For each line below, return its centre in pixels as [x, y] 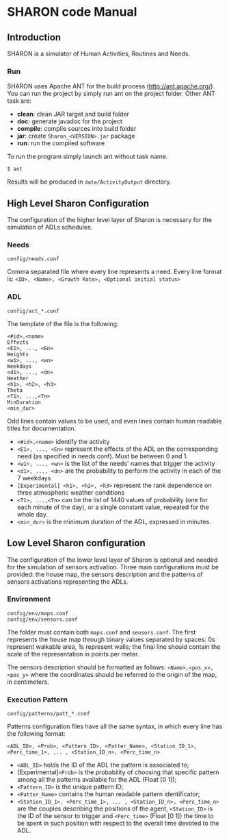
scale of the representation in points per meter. [73, 654]
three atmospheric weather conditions [71, 492]
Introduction [34, 37]
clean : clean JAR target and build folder [73, 114]
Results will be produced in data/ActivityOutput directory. [90, 182]
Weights [18, 354]
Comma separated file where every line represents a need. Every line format [114, 272]
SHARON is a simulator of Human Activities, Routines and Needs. [99, 53]
